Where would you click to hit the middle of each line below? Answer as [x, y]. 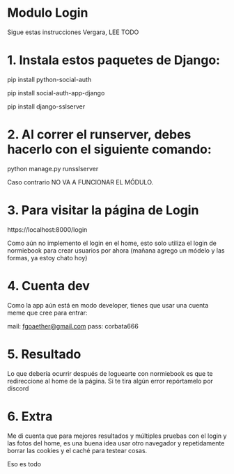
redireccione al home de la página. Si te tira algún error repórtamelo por [110, 381]
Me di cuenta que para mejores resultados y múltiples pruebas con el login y [117, 436]
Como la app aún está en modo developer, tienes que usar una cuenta [108, 305]
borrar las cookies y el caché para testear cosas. [77, 450]
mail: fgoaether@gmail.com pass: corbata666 [73, 326]
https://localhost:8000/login [47, 229]
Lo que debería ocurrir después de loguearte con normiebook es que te [110, 373]
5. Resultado [44, 354]
